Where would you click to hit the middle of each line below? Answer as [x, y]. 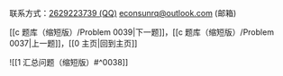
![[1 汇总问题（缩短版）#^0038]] [69, 62]
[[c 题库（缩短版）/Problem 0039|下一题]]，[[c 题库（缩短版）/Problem [142, 32]
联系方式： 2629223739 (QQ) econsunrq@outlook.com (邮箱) [123, 13]
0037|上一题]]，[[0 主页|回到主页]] [73, 43]
